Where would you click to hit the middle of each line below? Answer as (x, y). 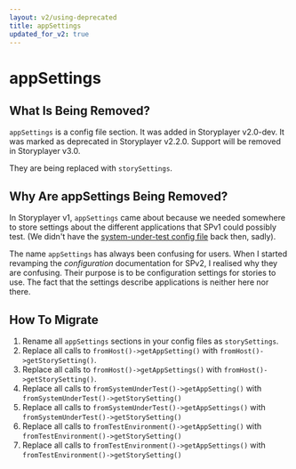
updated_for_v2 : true (49, 34)
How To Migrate (54, 320)
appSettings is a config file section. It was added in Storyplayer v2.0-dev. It (147, 132)
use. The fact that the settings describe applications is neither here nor (139, 282)
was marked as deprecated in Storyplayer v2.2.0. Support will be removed (145, 142)
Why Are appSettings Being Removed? (119, 196)
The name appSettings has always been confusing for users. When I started (148, 254)
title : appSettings (45, 26)
